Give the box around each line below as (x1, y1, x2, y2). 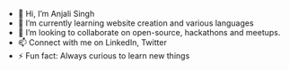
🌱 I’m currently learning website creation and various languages (17, 18, 254, 28)
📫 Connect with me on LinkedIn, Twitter (17, 37, 168, 48)
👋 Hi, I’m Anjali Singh (17, 9, 95, 19)
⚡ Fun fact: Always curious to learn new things (17, 51, 190, 61)
